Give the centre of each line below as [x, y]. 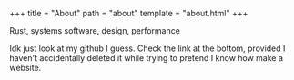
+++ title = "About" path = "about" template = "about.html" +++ [129, 13]
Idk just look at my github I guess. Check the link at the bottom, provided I [147, 48]
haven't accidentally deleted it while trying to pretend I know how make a [147, 58]
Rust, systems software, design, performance [95, 30]
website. [25, 68]
